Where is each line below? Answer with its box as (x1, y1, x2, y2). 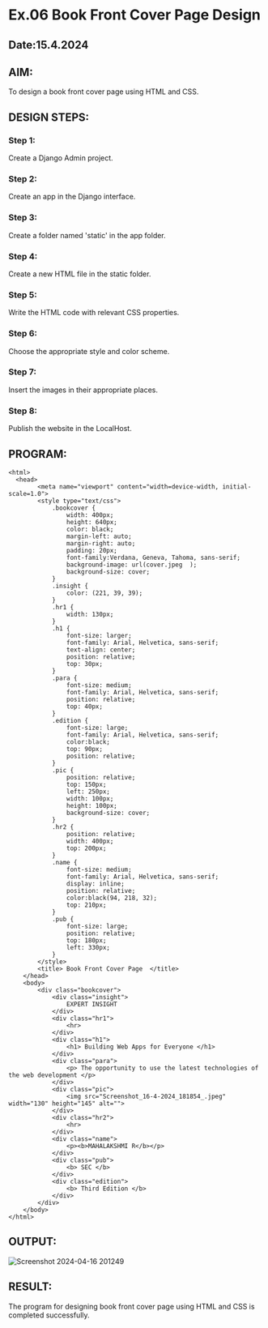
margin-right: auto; (66, 539, 136, 548)
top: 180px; (66, 936, 107, 945)
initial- (222, 482, 252, 491)
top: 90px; (66, 745, 104, 753)
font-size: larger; (66, 631, 132, 639)
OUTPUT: (8, 1235, 57, 1249)
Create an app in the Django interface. (8, 192, 136, 202)
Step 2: (8, 173, 38, 184)
